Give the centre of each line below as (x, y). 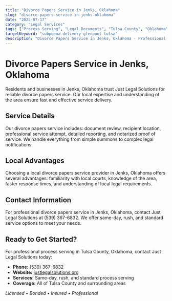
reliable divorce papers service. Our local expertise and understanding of (82, 94)
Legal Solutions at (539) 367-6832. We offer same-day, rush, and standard (84, 218)
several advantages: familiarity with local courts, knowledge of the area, (81, 178)
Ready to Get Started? (41, 239)
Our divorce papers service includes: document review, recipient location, (83, 128)
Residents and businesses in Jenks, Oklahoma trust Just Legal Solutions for (85, 89)
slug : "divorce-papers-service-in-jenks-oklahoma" (60, 15)
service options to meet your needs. (44, 223)
